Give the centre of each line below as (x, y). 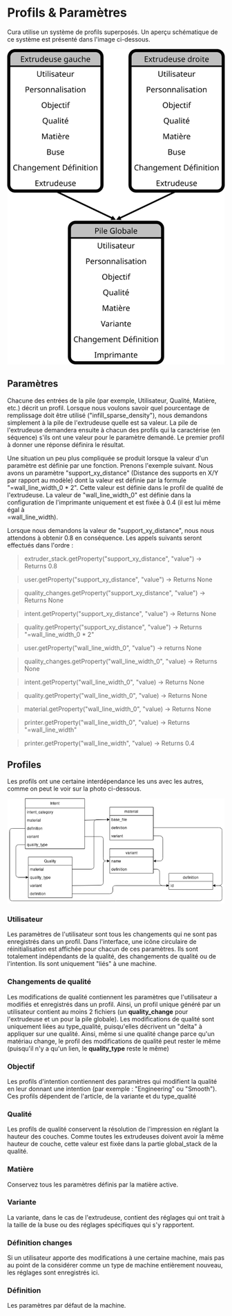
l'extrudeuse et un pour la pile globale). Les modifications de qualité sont (111, 1019)
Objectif (21, 1067)
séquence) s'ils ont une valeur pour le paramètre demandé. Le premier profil (116, 437)
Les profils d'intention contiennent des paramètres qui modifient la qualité (112, 1081)
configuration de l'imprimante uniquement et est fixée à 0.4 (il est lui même (114, 502)
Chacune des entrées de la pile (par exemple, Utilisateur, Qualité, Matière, (112, 401)
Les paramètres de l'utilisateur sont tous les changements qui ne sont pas (112, 934)
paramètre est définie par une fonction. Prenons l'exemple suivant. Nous (110, 465)
